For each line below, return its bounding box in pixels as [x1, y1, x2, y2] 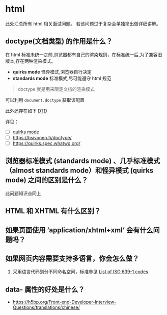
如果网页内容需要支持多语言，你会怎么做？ [5, 254, 139, 263]
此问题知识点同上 [5, 190, 41, 197]
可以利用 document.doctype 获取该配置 [5, 96, 85, 103]
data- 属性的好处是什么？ [5, 285, 85, 294]
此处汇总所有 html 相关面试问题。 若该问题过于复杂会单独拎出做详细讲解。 [5, 20, 161, 27]
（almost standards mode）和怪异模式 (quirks [5, 166, 154, 175]
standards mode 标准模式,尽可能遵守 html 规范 [12, 75, 112, 81]
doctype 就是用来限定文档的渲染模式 [17, 86, 95, 92]
